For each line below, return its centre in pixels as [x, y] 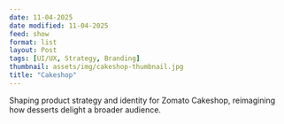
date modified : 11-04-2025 [59, 26]
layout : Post [33, 50]
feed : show [29, 34]
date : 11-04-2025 [41, 17]
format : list [33, 42]
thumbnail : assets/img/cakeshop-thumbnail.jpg [96, 67]
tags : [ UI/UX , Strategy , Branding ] [75, 58]
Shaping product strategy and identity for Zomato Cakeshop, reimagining [142, 100]
